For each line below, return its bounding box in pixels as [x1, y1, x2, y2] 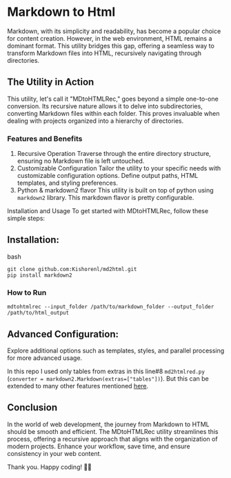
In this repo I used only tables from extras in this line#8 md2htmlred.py [7, 367, 205, 375]
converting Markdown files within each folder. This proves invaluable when [7, 109, 220, 117]
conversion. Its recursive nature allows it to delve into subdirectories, [7, 101, 203, 110]
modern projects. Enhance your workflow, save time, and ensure [7, 442, 191, 450]
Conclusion [7, 401, 58, 414]
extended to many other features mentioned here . [7, 381, 149, 390]
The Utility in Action [7, 77, 94, 88]
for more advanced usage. [7, 353, 83, 362]
